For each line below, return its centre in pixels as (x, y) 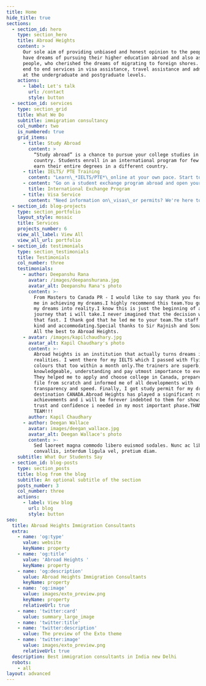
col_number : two (38, 126)
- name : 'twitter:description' (57, 628)
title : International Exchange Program (79, 189)
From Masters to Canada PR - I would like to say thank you (112, 297)
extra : (20, 531)
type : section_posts (44, 468)
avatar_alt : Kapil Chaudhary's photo (76, 343)
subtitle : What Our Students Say (60, 457)
